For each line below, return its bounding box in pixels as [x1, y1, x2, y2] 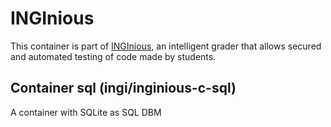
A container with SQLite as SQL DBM [10, 106, 162, 118]
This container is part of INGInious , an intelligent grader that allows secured [10, 40, 322, 52]
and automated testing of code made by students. [10, 50, 217, 62]
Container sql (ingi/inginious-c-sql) [10, 80, 237, 97]
